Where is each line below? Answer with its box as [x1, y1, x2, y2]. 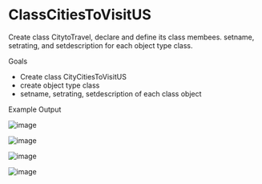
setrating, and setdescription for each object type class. [8, 40, 194, 50]
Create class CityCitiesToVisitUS [19, 72, 127, 81]
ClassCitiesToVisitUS [8, 6, 152, 24]
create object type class [19, 80, 100, 90]
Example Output [8, 104, 62, 114]
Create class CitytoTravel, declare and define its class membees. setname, [8, 32, 255, 42]
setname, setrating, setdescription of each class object [19, 88, 202, 98]
